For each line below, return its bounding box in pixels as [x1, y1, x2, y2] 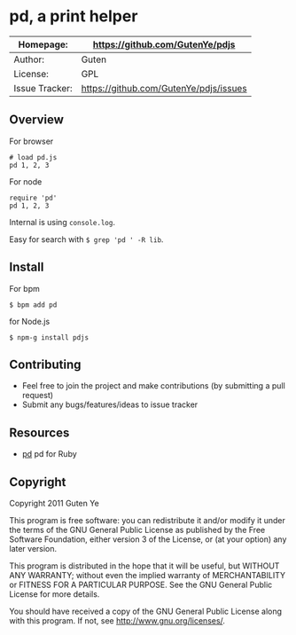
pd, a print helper [9, 6, 138, 27]
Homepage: [18, 38, 68, 51]
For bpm [9, 283, 40, 294]
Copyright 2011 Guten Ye [9, 498, 99, 508]
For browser [9, 136, 54, 146]
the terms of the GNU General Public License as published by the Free [9, 525, 266, 535]
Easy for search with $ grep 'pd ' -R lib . [9, 233, 164, 245]
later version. [9, 544, 58, 553]
